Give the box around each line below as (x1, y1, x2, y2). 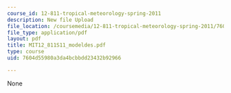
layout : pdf (7, 36, 41, 42)
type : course (7, 49, 45, 55)
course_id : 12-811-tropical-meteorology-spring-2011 (7, 10, 162, 17)
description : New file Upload (7, 16, 94, 23)
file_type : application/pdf (7, 29, 88, 36)
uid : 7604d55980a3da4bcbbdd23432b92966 (7, 55, 122, 62)
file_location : (7, 23, 51, 29)
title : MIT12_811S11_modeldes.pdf (7, 42, 107, 49)
